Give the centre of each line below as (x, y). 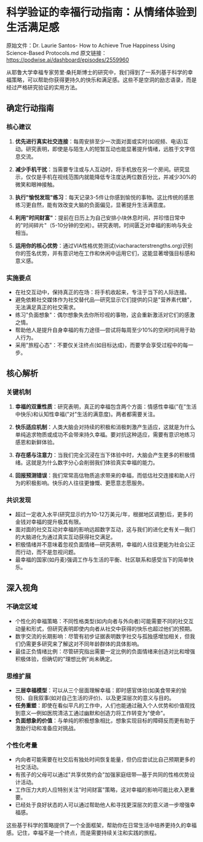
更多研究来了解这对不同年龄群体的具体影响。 (87, 644)
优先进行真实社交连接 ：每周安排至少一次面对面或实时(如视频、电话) (99, 141)
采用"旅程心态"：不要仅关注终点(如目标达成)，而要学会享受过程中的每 (101, 345)
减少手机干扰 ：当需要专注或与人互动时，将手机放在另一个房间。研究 (100, 169)
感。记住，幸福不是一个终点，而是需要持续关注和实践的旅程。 (83, 833)
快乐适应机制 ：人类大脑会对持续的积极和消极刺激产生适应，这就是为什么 (105, 427)
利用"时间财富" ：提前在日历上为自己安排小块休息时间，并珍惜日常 (97, 218)
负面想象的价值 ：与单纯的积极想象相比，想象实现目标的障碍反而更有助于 (105, 721)
